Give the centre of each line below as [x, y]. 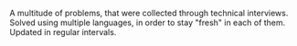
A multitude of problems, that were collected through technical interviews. [149, 13]
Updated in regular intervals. [63, 32]
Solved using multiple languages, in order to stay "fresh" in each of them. [148, 23]
